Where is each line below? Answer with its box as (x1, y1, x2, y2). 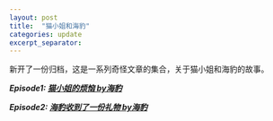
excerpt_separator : (9, 38, 83, 48)
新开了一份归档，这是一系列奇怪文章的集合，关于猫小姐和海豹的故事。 (9, 64, 269, 74)
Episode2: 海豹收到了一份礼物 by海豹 (9, 102, 148, 113)
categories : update (9, 30, 83, 39)
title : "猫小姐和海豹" (9, 22, 90, 30)
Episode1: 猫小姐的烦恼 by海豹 (9, 82, 123, 94)
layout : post (9, 13, 58, 22)
